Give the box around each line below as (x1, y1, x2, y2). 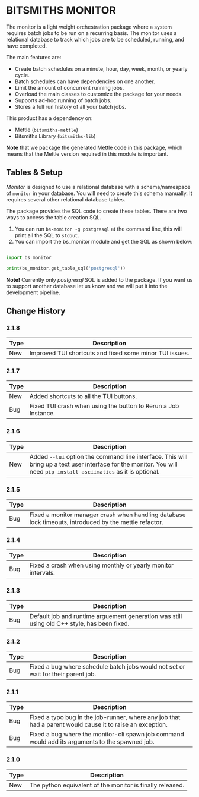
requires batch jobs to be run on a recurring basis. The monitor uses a (6, 29, 177, 36)
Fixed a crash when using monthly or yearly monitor (29, 561, 174, 569)
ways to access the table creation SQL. (6, 213, 102, 220)
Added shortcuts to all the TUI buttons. (29, 392, 137, 401)
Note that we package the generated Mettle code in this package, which (6, 144, 183, 151)
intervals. (29, 569, 55, 577)
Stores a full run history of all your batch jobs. (14, 103, 126, 110)
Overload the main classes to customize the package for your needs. (14, 90, 183, 97)
